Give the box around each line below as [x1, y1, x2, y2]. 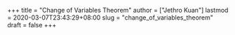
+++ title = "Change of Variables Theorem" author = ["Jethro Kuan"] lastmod [7, 6, 229, 14]
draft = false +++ [7, 21, 57, 29]
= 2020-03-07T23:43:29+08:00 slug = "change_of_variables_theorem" [7, 13, 214, 22]
